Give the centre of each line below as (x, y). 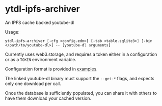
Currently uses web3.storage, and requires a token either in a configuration (81, 54)
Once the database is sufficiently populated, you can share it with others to (81, 93)
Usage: (12, 32)
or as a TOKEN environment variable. (41, 59)
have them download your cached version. (48, 98)
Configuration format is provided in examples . (52, 69)
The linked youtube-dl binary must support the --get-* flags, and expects (80, 78)
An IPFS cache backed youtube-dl (40, 22)
